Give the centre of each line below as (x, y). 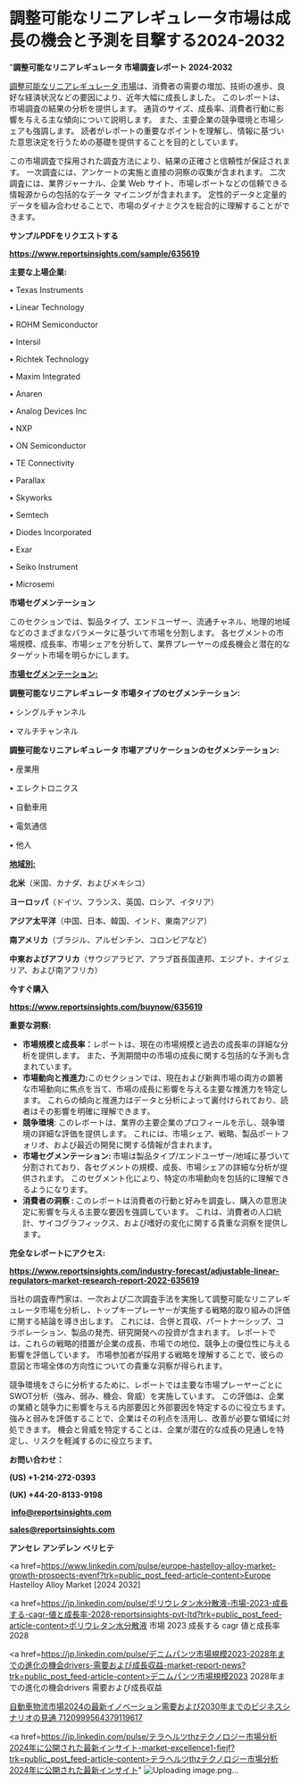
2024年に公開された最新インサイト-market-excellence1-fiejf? (122, 1747)
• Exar (21, 549)
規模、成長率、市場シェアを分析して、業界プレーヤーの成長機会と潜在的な (153, 643)
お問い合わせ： (37, 1459)
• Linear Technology (47, 307)
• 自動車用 (28, 807)
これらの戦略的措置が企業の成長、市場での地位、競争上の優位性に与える (158, 1343)
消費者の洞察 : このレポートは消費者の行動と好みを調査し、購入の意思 (150, 1200)
